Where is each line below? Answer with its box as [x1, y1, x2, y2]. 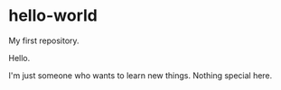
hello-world [8, 5, 98, 26]
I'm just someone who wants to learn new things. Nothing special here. [8, 69, 273, 81]
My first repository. [8, 35, 80, 46]
